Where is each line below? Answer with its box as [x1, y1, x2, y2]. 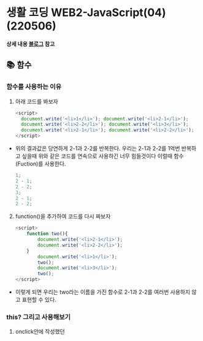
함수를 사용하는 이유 [6, 82, 62, 91]
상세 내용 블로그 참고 [6, 40, 55, 47]
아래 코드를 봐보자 [15, 98, 58, 105]
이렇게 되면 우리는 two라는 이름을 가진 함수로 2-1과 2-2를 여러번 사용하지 [15, 288, 191, 296]
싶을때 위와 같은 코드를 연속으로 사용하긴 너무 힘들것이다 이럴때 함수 [21, 152, 184, 160]
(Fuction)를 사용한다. [15, 160, 66, 167]
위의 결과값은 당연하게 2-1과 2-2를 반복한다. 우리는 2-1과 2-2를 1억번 [15, 145, 180, 152]
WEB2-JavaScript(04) [51, 6, 167, 20]
